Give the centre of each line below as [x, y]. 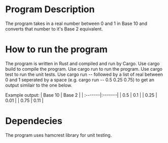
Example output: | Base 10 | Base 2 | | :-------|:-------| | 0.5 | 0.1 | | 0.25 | [81, 95]
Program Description [50, 9]
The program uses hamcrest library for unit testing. [59, 135]
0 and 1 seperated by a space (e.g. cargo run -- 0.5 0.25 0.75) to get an [80, 79]
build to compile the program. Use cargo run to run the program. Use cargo [84, 69]
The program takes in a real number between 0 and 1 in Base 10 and [76, 23]
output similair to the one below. [39, 85]
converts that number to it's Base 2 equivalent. [54, 28]
